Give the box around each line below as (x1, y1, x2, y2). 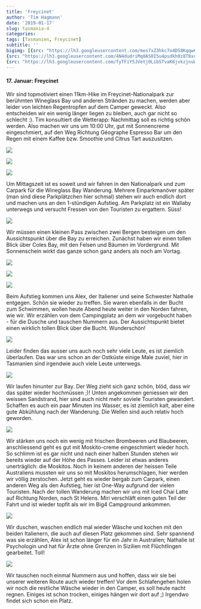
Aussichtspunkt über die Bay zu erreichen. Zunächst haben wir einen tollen (6, 234, 191, 242)
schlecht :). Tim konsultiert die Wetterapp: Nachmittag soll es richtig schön (6, 116, 190, 123)
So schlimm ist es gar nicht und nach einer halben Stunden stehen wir (6, 449, 179, 457)
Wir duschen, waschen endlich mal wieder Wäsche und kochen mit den (6, 524, 182, 531)
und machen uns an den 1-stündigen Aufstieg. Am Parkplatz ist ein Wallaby (6, 199, 191, 206)
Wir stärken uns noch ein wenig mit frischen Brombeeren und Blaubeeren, (6, 437, 189, 444)
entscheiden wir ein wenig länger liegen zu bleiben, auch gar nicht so (6, 109, 178, 117)
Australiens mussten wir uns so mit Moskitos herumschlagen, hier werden (6, 469, 188, 476)
